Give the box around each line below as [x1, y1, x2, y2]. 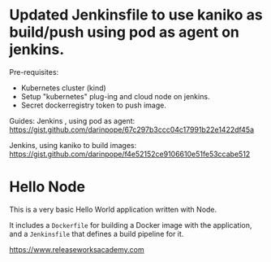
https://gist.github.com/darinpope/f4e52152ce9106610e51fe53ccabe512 [9, 149, 251, 159]
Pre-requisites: [9, 67, 59, 76]
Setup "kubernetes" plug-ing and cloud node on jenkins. [20, 91, 210, 101]
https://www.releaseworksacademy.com [9, 244, 144, 254]
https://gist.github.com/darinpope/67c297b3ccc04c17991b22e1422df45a [9, 124, 255, 134]
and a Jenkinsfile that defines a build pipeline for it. [9, 229, 184, 238]
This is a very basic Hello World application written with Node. [9, 204, 217, 214]
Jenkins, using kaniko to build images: [9, 140, 137, 150]
